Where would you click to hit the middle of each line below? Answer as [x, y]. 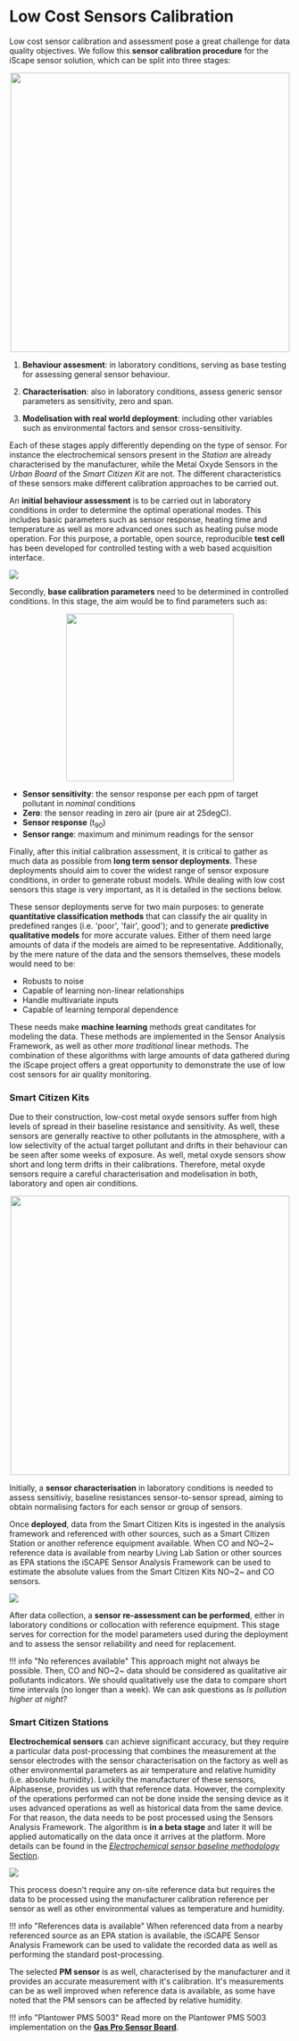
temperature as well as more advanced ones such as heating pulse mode [144, 528]
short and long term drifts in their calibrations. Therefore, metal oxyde [137, 1165]
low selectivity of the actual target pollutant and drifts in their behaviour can [149, 1145]
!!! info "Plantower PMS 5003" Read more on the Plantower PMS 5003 [138, 2018]
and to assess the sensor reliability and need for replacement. [123, 1644]
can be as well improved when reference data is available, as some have [142, 1991]
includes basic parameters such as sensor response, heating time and [138, 519]
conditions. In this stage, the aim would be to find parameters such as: [138, 601]
